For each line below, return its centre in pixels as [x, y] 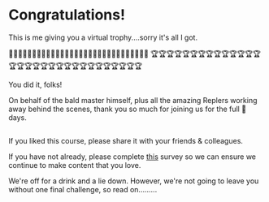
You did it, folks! [35, 84]
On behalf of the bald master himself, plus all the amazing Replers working [133, 100]
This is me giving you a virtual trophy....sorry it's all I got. [103, 37]
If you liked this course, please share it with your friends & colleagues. [126, 141]
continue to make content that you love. [75, 165]
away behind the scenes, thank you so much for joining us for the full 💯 [127, 109]
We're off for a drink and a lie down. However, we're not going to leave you [134, 181]
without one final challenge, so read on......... [83, 190]
